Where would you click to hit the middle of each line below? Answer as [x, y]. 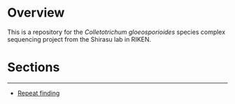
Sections [34, 68]
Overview [36, 13]
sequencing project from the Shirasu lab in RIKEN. [79, 39]
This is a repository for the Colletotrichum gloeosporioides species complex [116, 32]
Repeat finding [38, 93]
